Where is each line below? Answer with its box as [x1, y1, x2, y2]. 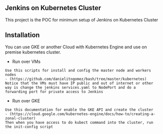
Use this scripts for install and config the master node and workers [5, 68, 151, 73]
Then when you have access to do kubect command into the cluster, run [5, 120, 153, 125]
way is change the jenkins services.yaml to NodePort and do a [5, 85, 136, 90]
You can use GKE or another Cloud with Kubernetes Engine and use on [5, 44, 147, 50]
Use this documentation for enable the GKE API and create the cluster [5, 107, 153, 112]
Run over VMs [12, 58, 41, 64]
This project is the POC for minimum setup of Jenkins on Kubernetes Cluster [5, 17, 159, 22]
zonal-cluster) [5, 115, 36, 121]
